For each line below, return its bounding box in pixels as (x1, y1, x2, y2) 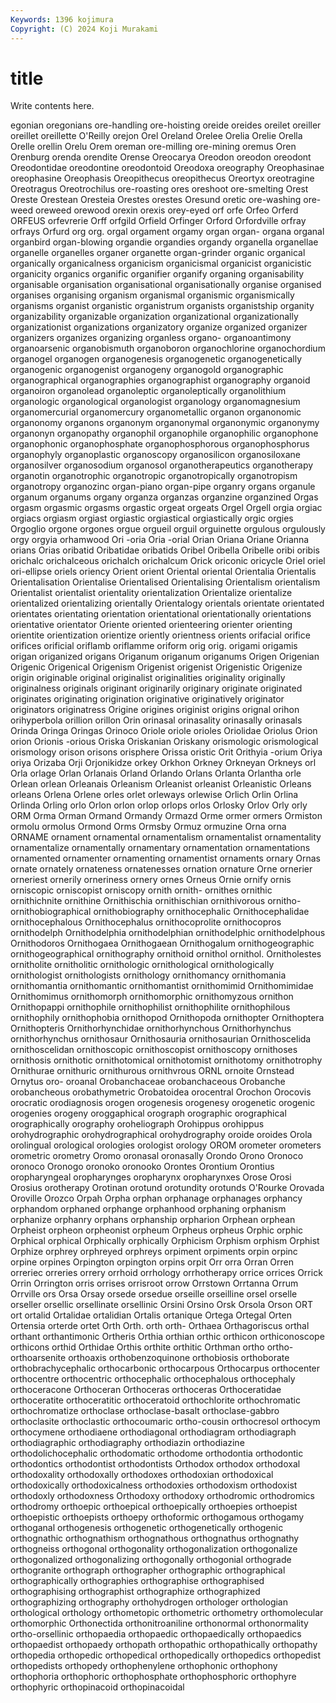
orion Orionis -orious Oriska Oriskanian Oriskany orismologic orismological (10, 736, 319, 748)
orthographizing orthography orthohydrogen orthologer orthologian (10, 1596, 288, 1608)
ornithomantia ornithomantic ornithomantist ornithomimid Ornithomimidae (10, 980, 314, 992)
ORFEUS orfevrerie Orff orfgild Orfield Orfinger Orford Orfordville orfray (10, 215, 307, 227)
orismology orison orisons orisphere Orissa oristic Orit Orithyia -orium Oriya (10, 746, 323, 758)
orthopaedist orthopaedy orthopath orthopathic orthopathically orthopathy (10, 1639, 318, 1651)
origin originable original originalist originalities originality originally (10, 672, 286, 684)
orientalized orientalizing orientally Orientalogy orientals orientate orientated (10, 597, 325, 610)
